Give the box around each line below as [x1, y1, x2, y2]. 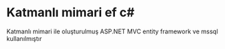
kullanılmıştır [6, 34, 42, 42]
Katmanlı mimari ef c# [6, 5, 135, 20]
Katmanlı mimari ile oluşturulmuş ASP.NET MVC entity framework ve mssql [6, 27, 218, 35]
